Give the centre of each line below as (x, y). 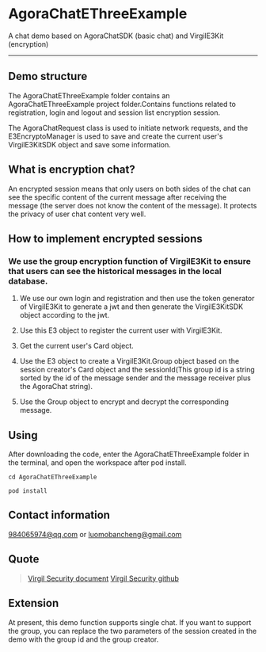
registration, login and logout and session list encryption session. (114, 112)
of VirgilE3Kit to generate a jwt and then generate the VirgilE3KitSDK (131, 307)
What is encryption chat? (72, 170)
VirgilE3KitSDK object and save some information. (90, 144)
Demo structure (48, 76)
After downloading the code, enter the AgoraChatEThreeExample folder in (129, 454)
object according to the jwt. (65, 315)
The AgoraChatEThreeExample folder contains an (89, 95)
